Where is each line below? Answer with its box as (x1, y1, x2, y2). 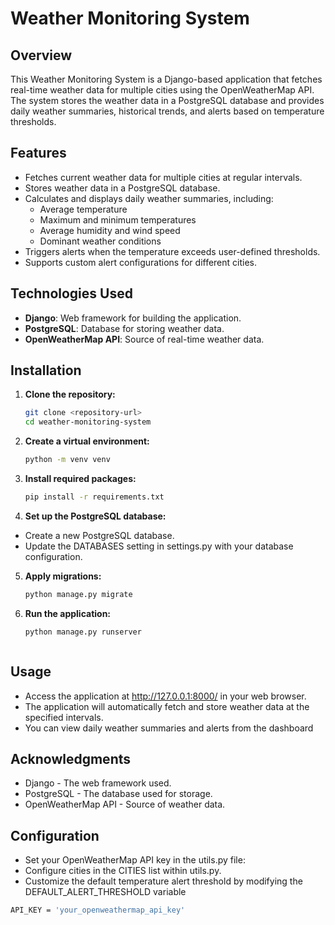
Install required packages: (24, 473, 137, 485)
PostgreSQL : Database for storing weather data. (24, 322, 225, 334)
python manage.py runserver (24, 627, 142, 637)
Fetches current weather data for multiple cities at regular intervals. (24, 171, 303, 183)
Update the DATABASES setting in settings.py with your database (24, 540, 294, 552)
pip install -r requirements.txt (24, 492, 165, 502)
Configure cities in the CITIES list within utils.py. (24, 865, 222, 877)
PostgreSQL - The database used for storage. (24, 788, 213, 800)
